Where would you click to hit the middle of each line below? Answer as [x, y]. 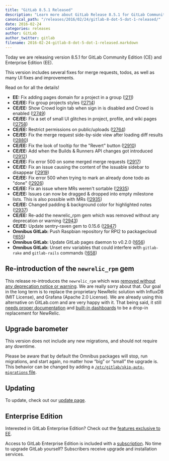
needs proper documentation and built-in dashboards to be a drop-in [77, 308]
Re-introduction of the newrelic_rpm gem [70, 269]
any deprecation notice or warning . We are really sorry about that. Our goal [83, 286]
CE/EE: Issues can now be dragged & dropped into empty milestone [83, 194]
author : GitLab [21, 33]
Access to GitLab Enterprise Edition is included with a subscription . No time [83, 443]
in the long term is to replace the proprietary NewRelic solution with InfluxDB [84, 291]
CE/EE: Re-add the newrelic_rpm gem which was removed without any [86, 215]
